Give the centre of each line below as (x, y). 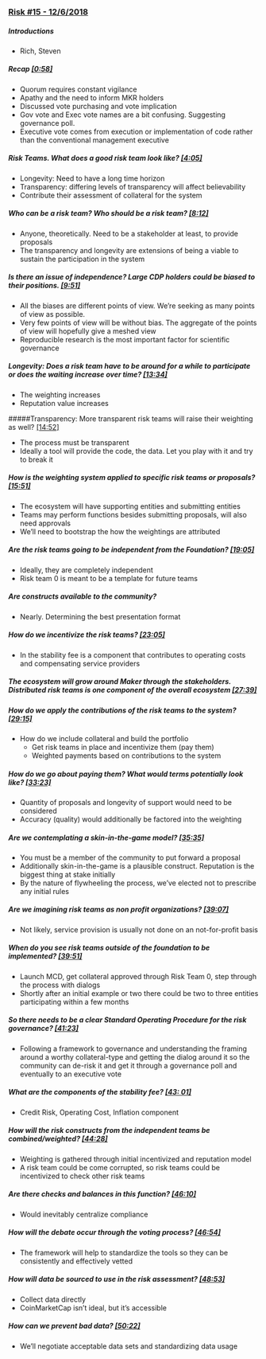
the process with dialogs (60, 985)
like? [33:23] (30, 782)
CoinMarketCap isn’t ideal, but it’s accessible (93, 1307)
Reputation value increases (64, 403)
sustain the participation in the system (82, 259)
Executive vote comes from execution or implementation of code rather (136, 131)
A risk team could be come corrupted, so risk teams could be (120, 1167)
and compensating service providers (80, 663)
